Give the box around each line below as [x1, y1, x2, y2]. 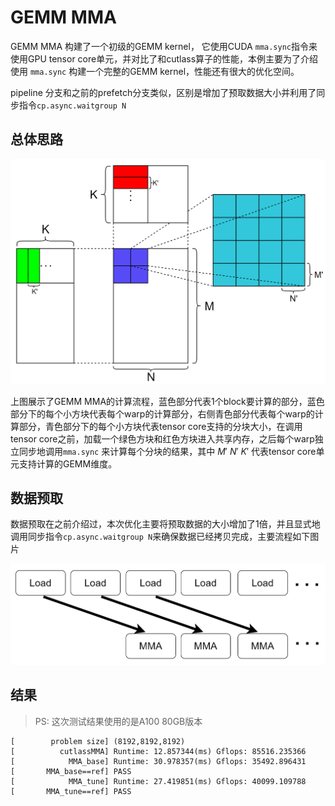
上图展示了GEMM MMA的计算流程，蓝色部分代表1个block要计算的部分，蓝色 [10, 395, 325, 407]
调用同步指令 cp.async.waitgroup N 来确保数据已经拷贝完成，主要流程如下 [10, 531, 311, 543]
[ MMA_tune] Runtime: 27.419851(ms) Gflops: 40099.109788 [10, 776, 307, 786]
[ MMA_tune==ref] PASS [10, 786, 132, 796]
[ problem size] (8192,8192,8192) [10, 736, 186, 746]
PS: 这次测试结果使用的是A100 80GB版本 [34, 715, 203, 727]
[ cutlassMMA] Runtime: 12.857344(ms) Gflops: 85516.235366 [10, 746, 307, 756]
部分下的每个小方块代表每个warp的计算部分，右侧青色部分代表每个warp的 [10, 407, 315, 420]
